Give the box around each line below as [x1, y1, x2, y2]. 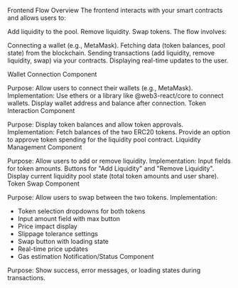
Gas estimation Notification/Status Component [17, 252, 154, 260]
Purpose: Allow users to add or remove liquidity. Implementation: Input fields [7, 156, 231, 165]
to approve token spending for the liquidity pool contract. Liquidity [7, 135, 201, 144]
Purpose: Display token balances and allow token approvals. [7, 120, 183, 129]
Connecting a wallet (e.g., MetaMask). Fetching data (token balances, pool [7, 41, 226, 49]
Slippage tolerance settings [17, 230, 98, 238]
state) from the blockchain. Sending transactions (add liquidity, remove [7, 49, 215, 57]
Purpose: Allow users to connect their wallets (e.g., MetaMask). [7, 84, 193, 92]
